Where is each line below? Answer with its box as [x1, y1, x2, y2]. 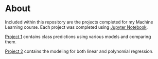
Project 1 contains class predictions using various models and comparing [5, 34, 151, 39]
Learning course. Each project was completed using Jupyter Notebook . [5, 24, 148, 30]
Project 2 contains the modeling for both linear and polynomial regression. [5, 48, 154, 54]
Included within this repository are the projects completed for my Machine [5, 19, 153, 25]
